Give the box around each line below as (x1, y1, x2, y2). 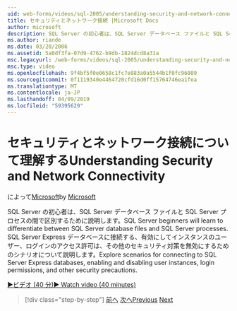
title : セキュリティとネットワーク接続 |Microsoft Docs (7, 17, 159, 24)
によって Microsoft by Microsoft (7, 192, 97, 201)
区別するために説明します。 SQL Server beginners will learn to (44, 216, 224, 225)
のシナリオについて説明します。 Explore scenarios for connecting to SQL (7, 250, 217, 259)
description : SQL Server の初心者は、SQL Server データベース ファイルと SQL (7, 30, 223, 37)
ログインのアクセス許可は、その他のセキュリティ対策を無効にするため (25, 241, 229, 250)
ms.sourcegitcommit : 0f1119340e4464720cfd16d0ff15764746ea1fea (7, 76, 197, 83)
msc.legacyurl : (7, 57, 52, 64)
